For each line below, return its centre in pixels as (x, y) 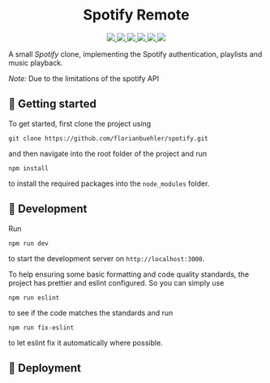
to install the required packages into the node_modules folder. (109, 183)
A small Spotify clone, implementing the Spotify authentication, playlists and (135, 54)
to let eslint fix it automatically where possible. (86, 342)
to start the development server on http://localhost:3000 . (107, 258)
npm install (28, 168)
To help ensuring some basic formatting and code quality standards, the (129, 274)
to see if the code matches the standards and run (91, 312)
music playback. (36, 62)
